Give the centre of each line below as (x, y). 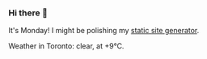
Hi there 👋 (28, 13)
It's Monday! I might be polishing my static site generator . (104, 31)
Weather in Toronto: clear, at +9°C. (66, 46)
